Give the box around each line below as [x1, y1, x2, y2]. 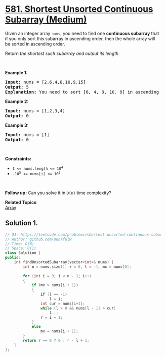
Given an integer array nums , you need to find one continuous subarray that [5, 30, 159, 36]
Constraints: [5, 155, 32, 161]
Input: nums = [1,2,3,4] [5, 108, 65, 113]
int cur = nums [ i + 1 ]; [40, 301, 85, 306]
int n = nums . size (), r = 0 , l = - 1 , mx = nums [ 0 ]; [23, 264, 132, 269]
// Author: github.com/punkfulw [5, 237, 72, 242]
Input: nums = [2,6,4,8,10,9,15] [5, 79, 86, 85]
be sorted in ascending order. [5, 41, 65, 47]
